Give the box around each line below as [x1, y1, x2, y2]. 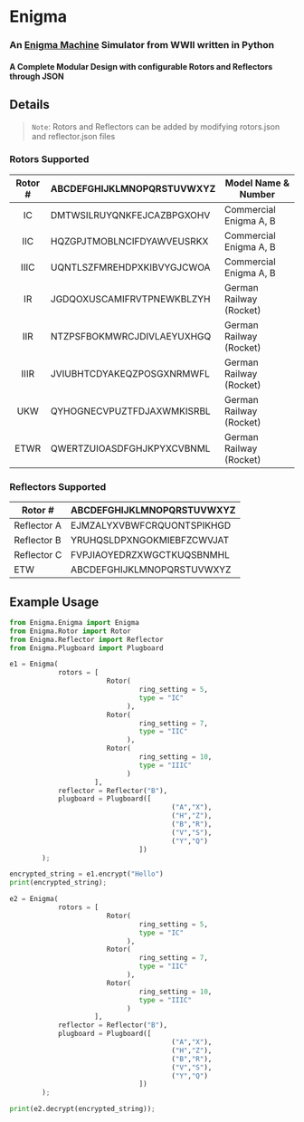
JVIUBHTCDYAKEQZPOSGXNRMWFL [50, 367, 210, 379]
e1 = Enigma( [9, 659, 59, 669]
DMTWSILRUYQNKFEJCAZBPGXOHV [50, 208, 211, 221]
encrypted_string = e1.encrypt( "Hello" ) [9, 869, 165, 879]
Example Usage [9, 594, 100, 609]
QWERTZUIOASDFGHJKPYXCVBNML [50, 442, 211, 455]
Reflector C [14, 549, 62, 561]
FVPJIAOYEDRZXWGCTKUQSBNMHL [71, 549, 231, 561]
